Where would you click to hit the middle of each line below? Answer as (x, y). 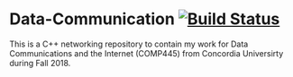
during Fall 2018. (40, 63)
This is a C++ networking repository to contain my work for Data (129, 44)
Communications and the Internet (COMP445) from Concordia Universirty (146, 53)
